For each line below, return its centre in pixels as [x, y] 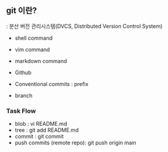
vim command [32, 49]
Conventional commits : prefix [52, 84]
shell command [33, 38]
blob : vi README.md [41, 124]
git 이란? [22, 11]
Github [23, 72]
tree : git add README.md [47, 130]
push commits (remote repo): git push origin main [76, 143]
